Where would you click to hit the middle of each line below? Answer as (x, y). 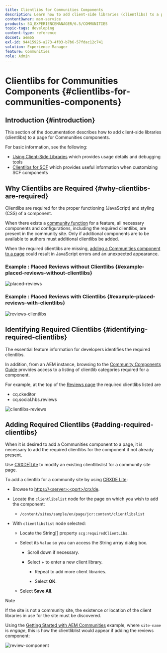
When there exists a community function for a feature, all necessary (75, 223)
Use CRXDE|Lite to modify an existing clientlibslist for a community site (78, 465)
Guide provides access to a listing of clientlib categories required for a (77, 370)
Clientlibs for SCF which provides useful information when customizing (85, 167)
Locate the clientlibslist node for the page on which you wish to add (85, 499)
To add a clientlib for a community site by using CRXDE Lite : (67, 480)
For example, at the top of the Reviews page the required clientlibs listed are (83, 385)
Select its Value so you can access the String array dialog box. (83, 543)
